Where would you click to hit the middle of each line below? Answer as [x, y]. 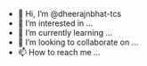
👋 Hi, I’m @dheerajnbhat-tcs [69, 14]
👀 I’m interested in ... [55, 23]
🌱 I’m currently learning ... [65, 33]
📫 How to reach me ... [59, 52]
